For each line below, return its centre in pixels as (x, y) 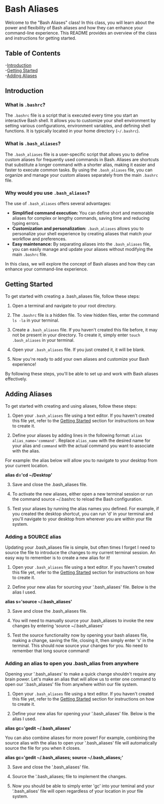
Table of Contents (33, 53)
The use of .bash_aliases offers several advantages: (58, 204)
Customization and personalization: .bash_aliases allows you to (78, 228)
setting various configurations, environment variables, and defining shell (78, 126)
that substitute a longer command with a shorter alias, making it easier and (80, 165)
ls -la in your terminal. (36, 320)
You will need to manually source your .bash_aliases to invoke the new (83, 620)
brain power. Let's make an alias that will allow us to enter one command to (81, 679)
